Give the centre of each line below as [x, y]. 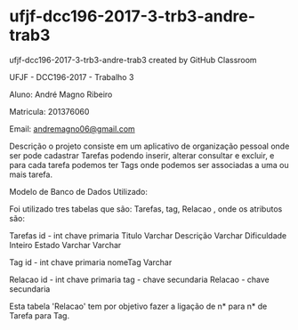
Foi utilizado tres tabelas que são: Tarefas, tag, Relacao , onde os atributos [146, 209]
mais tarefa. [31, 174]
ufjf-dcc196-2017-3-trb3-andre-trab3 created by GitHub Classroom [133, 60]
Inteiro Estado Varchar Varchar [65, 245]
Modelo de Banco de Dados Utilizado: [79, 191]
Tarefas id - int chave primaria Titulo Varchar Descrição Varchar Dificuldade [148, 235]
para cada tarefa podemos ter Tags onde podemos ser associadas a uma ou [149, 165]
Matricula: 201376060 [49, 111]
